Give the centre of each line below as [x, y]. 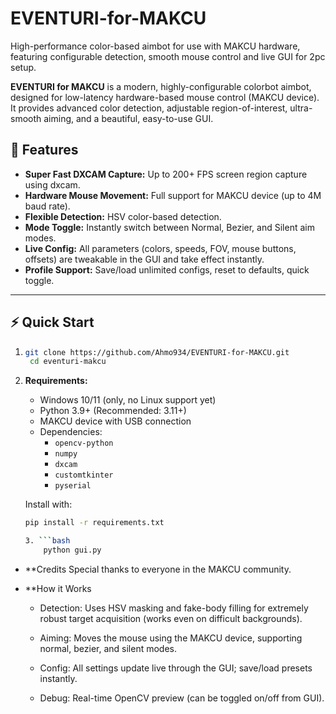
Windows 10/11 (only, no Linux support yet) [128, 400]
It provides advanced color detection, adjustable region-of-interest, [149, 108]
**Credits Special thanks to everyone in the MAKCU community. [158, 569]
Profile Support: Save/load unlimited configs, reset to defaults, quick [167, 269]
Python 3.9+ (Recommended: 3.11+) [113, 411]
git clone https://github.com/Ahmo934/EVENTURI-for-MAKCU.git [157, 352]
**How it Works [58, 588]
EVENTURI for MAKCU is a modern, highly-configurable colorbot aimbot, [161, 86]
